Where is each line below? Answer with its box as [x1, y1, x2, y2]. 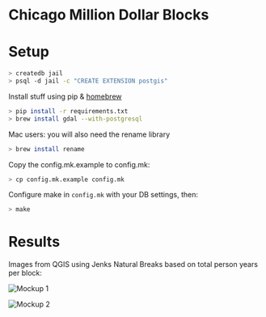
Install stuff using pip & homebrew [8, 91, 123, 101]
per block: [8, 268, 43, 278]
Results [8, 233, 61, 251]
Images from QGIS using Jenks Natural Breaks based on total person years [8, 260, 259, 269]
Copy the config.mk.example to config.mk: [8, 159, 150, 169]
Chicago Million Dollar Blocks [8, 6, 209, 24]
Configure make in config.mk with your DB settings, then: [8, 190, 199, 200]
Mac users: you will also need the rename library [8, 129, 171, 139]
